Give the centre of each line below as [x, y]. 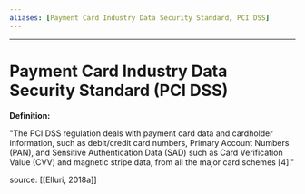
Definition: [30, 115]
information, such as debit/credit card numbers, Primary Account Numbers [149, 142]
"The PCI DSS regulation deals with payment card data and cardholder [141, 133]
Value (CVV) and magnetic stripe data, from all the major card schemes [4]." [152, 162]
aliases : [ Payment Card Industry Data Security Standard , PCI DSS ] [140, 18]
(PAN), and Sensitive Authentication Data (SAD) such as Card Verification [146, 152]
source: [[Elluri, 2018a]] [53, 179]
